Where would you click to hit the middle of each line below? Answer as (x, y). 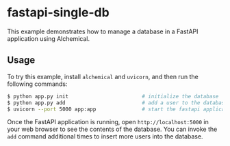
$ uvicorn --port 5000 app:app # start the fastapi (104, 109)
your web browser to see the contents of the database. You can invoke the (112, 129)
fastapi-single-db (58, 13)
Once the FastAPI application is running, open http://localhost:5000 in (108, 122)
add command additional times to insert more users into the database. (105, 136)
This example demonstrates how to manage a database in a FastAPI (103, 31)
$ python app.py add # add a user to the (104, 103)
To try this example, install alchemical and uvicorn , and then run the (103, 76)
